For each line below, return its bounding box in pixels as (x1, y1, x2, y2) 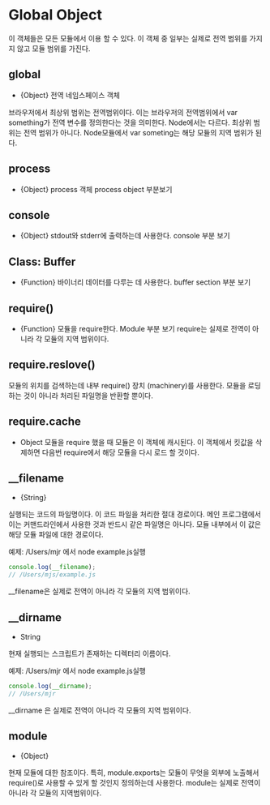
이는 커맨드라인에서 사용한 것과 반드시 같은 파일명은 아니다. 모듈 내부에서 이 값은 (8, 520, 262, 529)
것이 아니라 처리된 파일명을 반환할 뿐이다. (23, 391, 154, 400)
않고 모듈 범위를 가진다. (16, 43, 91, 54)
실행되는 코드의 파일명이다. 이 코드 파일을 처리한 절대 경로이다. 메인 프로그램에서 (8, 509, 262, 520)
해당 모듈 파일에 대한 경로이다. (8, 529, 104, 540)
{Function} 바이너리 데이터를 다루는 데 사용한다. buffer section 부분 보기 (19, 277, 251, 287)
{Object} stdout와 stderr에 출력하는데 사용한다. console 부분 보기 (19, 231, 230, 241)
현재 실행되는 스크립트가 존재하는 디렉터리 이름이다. (8, 649, 171, 658)
